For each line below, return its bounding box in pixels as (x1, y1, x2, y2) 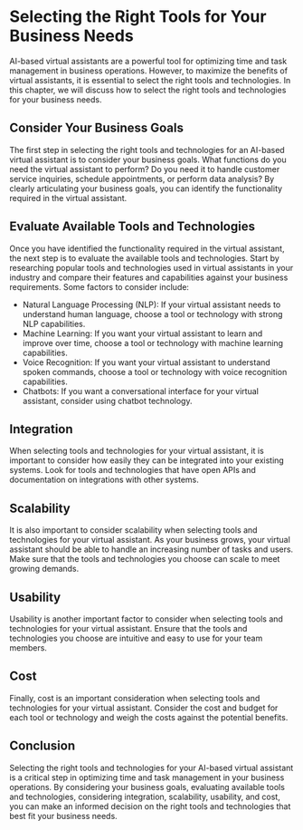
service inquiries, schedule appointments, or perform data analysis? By (9, 173, 275, 184)
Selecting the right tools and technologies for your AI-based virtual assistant (9, 762, 294, 773)
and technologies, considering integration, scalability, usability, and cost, (9, 791, 280, 802)
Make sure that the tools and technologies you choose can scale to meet (9, 554, 280, 565)
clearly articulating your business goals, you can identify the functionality (9, 183, 283, 194)
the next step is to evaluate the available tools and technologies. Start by (9, 252, 280, 264)
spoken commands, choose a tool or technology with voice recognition (22, 366, 288, 377)
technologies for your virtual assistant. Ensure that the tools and (9, 623, 248, 633)
